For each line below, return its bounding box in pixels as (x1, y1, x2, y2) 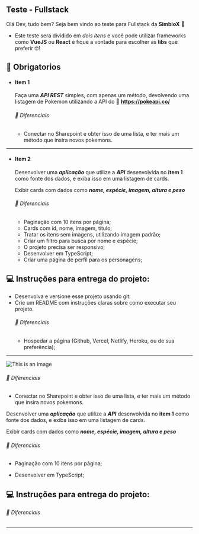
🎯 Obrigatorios (6, 62, 61, 72)
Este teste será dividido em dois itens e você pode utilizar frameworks (14, 32, 187, 39)
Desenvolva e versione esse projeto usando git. (14, 293, 131, 300)
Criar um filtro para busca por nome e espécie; (23, 237, 138, 245)
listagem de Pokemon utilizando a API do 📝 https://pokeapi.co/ (14, 98, 171, 105)
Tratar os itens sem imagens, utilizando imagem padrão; (23, 231, 161, 238)
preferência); (23, 344, 56, 351)
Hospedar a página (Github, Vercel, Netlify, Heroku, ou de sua (23, 337, 175, 344)
